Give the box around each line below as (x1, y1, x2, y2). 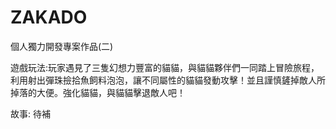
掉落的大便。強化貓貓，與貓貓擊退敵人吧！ (10, 86, 186, 98)
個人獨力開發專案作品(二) (10, 40, 114, 52)
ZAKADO (10, 6, 88, 29)
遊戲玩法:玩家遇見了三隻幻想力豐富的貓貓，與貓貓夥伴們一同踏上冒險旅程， (10, 61, 320, 73)
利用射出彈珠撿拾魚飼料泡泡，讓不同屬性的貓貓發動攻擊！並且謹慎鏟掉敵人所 (10, 74, 326, 86)
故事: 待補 (10, 107, 51, 120)
